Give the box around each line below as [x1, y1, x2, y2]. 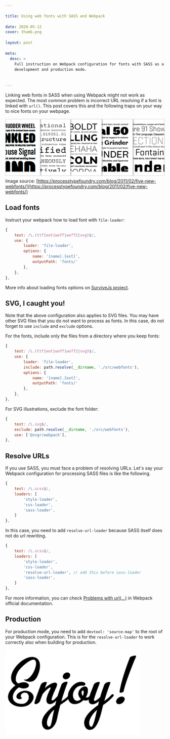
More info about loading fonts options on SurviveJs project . [5, 284, 130, 290]
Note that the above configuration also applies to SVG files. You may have [5, 313, 159, 319]
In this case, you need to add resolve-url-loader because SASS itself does [5, 528, 163, 534]
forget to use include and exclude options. [5, 323, 94, 329]
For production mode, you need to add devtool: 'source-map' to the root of [5, 628, 163, 634]
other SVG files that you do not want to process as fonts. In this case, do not [5, 318, 164, 324]
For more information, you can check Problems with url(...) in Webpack [5, 595, 153, 601]
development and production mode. [14, 67, 87, 72]
